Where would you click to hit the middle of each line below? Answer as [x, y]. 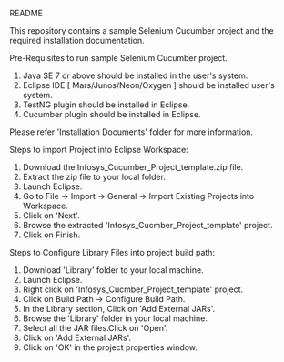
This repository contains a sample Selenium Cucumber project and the [142, 30]
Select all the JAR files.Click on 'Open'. [95, 328]
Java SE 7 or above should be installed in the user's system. [135, 75]
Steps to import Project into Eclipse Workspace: [99, 150]
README [26, 13]
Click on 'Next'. [51, 216]
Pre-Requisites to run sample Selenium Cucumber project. [118, 58]
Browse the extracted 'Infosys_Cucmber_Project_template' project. [147, 225]
